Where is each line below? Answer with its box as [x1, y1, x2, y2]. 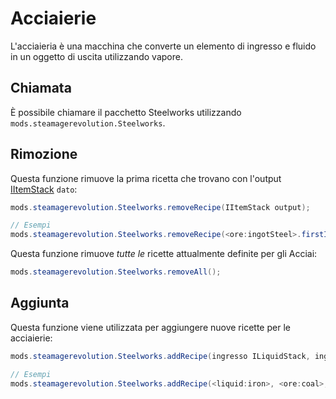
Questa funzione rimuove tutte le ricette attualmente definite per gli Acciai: [10, 248, 318, 260]
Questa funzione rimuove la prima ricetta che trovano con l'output [10, 172, 282, 184]
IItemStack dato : [10, 183, 78, 195]
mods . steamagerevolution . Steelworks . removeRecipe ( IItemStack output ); [10, 202, 311, 212]
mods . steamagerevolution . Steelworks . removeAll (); [10, 267, 222, 277]
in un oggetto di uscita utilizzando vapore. [10, 50, 183, 62]
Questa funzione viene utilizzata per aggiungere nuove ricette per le [10, 321, 291, 333]
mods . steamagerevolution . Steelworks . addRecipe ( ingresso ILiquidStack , [10, 351, 311, 361]
